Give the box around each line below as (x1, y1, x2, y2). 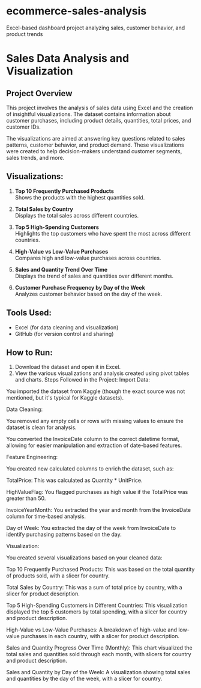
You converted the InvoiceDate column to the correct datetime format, (6, 436, 180, 443)
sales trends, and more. (6, 154, 65, 161)
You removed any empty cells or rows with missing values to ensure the (6, 418, 184, 425)
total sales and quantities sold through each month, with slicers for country (6, 651, 191, 658)
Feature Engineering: (6, 454, 58, 461)
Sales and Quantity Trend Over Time (14, 266, 108, 273)
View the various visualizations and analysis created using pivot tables (14, 370, 190, 377)
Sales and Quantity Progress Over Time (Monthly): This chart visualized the (6, 644, 193, 651)
